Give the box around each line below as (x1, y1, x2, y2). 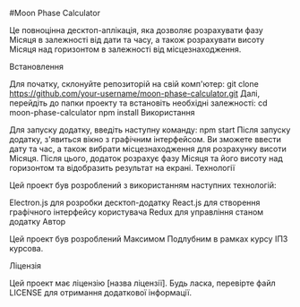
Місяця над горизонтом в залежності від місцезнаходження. (9, 44, 242, 55)
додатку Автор (9, 217, 66, 226)
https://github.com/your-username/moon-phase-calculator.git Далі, (9, 89, 261, 98)
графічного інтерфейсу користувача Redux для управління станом (9, 207, 264, 217)
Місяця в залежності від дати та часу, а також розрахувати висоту (9, 35, 265, 45)
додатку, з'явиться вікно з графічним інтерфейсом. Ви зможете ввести (9, 134, 282, 144)
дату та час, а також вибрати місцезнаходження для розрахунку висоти (9, 143, 287, 154)
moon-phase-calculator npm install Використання (9, 107, 195, 117)
